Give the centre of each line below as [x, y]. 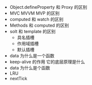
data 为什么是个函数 [30, 68]
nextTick [19, 78]
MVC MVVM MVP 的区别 [34, 13]
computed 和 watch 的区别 [36, 19]
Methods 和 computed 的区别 [39, 25]
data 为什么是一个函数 [32, 56]
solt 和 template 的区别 [33, 31]
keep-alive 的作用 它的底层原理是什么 [47, 62]
